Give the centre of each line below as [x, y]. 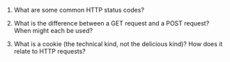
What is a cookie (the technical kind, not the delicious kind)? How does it [118, 44]
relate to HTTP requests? [49, 51]
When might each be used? [53, 31]
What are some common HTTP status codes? [79, 10]
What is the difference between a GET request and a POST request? [112, 23]
